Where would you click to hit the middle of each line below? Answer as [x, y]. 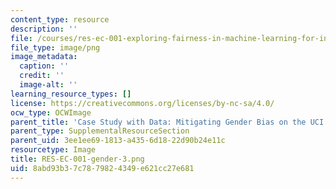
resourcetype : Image [53, 150]
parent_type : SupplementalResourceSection [100, 131]
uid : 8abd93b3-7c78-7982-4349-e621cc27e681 [102, 168]
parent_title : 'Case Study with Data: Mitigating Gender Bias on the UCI [167, 122]
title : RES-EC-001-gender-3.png [77, 159]
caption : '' [44, 66]
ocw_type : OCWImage [51, 112]
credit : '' [42, 76]
